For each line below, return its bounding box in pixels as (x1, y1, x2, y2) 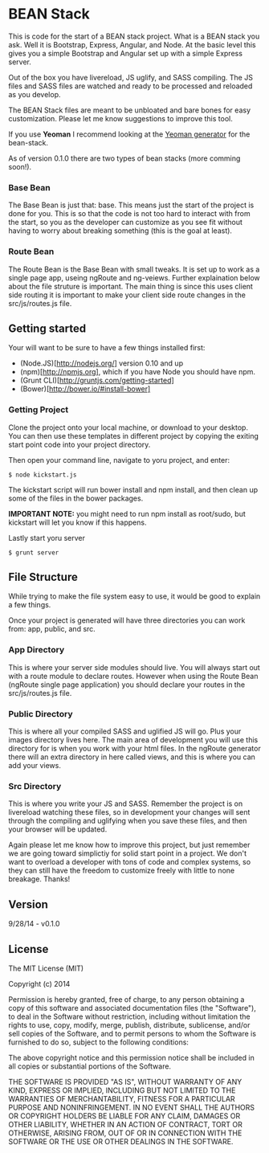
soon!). (8, 162, 32, 171)
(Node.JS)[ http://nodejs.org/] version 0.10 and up (19, 358, 183, 368)
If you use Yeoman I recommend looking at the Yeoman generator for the (8, 129, 251, 139)
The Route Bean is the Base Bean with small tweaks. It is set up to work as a (8, 264, 260, 274)
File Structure (8, 570, 78, 584)
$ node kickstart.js (8, 471, 78, 479)
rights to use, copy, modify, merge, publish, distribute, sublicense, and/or (8, 1020, 251, 1029)
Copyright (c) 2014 (8, 979, 71, 988)
